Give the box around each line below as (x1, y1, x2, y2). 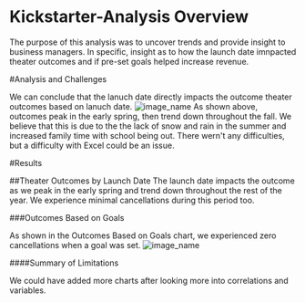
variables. (9, 285, 46, 296)
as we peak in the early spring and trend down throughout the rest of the (9, 184, 282, 195)
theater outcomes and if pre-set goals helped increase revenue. (9, 56, 249, 67)
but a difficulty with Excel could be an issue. (9, 140, 175, 151)
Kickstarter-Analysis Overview (9, 6, 249, 27)
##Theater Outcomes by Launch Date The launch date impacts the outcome (9, 175, 296, 186)
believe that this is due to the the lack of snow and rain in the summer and (9, 120, 287, 131)
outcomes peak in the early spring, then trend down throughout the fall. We (9, 110, 292, 121)
